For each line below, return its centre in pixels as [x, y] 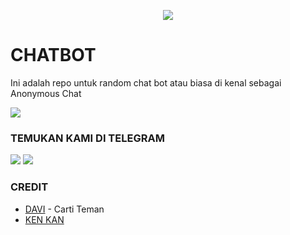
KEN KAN [44, 219]
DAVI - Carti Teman [64, 209]
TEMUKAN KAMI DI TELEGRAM [87, 138]
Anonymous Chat [46, 93]
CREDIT [29, 187]
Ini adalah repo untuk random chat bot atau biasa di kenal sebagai [146, 82]
